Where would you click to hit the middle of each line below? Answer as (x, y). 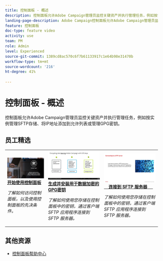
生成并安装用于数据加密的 (73, 184)
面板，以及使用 (22, 199)
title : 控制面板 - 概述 (27, 10)
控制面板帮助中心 (29, 253)
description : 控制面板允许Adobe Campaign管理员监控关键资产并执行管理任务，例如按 (81, 15)
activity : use (19, 36)
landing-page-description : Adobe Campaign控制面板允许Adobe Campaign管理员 (80, 20)
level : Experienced (25, 51)
